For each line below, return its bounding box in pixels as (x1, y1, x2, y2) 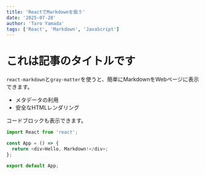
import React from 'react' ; (6, 129, 79, 135)
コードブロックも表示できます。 (6, 117, 87, 124)
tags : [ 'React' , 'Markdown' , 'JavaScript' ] (6, 26, 120, 32)
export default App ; (6, 163, 60, 169)
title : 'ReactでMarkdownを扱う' (6, 9, 86, 15)
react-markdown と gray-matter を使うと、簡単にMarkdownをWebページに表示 (6, 76, 199, 83)
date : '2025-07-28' (6, 15, 56, 21)
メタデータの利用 (15, 96, 59, 104)
